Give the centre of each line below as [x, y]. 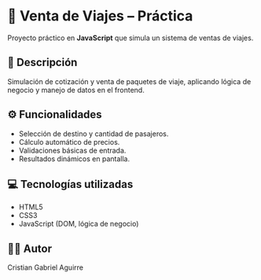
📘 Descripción [42, 63]
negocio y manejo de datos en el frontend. [76, 90]
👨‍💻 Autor [30, 248]
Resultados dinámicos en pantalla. [74, 158]
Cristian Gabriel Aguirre [46, 267]
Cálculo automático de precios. [69, 142]
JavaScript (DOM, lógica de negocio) [79, 224]
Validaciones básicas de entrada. [72, 150]
